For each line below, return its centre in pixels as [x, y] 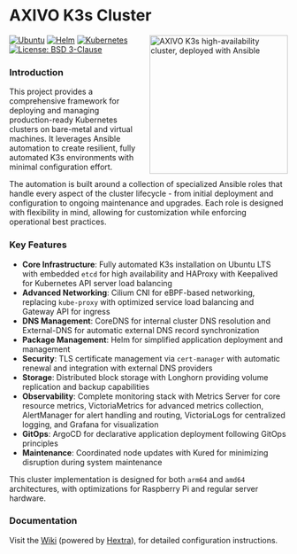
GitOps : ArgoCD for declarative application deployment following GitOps [154, 433]
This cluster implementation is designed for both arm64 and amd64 [127, 479]
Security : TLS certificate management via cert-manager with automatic [151, 358]
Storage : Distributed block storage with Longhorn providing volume [145, 377]
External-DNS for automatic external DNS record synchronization [141, 330]
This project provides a [51, 92]
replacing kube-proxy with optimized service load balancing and [138, 301]
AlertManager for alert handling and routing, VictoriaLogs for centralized [153, 415]
